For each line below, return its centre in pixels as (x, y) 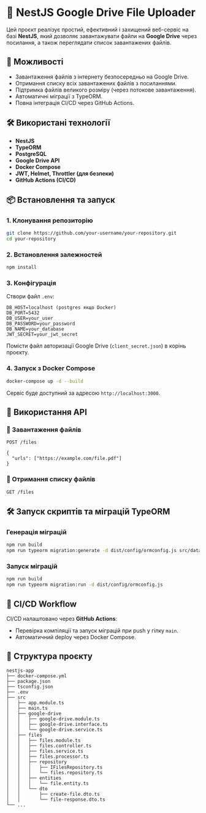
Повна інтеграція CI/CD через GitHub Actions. (75, 103)
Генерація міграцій (36, 532)
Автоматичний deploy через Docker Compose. (75, 637)
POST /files (21, 442)
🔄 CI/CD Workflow (42, 604)
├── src (16, 697)
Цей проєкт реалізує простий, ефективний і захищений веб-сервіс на (97, 29)
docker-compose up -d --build (45, 381)
